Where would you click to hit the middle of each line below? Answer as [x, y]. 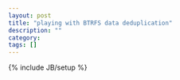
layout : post [30, 15]
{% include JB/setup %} [48, 67]
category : [25, 38]
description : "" [35, 30]
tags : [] [23, 45]
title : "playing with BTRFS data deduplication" [90, 23]
